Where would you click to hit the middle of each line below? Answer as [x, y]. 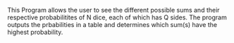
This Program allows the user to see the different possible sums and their [113, 10]
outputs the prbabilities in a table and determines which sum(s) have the [112, 25]
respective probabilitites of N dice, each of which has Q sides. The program [117, 17]
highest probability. [35, 32]
